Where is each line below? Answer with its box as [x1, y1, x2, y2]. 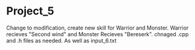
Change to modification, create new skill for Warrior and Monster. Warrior [6, 24, 189, 31]
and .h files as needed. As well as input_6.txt [6, 37, 117, 44]
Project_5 [6, 4, 54, 18]
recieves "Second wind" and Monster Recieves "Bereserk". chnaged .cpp [6, 30, 189, 37]
